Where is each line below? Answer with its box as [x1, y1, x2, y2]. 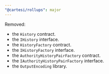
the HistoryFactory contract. [12, 41, 71, 48]
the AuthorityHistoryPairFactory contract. [12, 52, 101, 58]
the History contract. [12, 31, 56, 37]
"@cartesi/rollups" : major [5, 7, 61, 13]
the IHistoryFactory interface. [12, 47, 75, 53]
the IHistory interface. [12, 36, 59, 42]
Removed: [5, 21, 26, 27]
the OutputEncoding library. [12, 63, 67, 69]
